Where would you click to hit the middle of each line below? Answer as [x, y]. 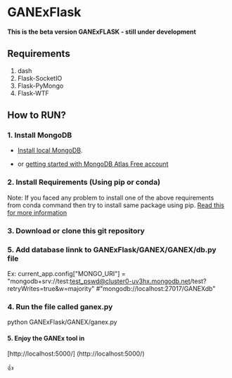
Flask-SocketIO [40, 78]
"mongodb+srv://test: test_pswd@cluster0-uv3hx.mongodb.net [99, 281]
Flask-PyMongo [40, 86]
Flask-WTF [33, 93]
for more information [37, 212]
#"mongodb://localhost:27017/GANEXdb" [156, 288]
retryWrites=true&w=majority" [51, 288]
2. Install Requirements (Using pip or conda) [84, 182]
